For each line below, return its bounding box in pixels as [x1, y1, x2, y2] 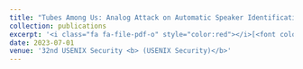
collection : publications [9, 22, 106, 30]
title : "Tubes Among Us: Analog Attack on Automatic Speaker [9, 13, 244, 22]
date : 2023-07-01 [9, 38, 75, 47]
